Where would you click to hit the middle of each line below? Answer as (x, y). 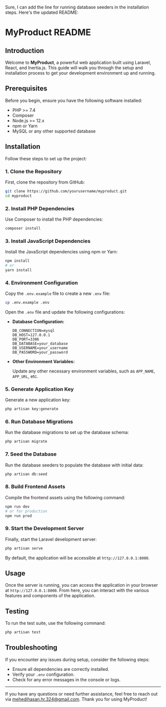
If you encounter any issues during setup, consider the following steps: (77, 660)
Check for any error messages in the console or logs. (66, 679)
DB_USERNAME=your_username (40, 348)
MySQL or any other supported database (54, 131)
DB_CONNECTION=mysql (33, 330)
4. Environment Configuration (41, 283)
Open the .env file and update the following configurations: (65, 312)
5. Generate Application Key (40, 389)
